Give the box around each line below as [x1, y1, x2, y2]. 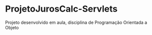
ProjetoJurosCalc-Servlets [5, 3, 118, 15]
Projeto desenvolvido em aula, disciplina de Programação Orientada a [5, 19, 148, 25]
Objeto [5, 24, 19, 30]
